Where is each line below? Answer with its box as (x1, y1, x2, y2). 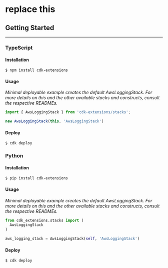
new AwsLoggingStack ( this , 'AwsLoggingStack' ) (5, 119, 104, 124)
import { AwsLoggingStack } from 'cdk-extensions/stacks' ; (5, 110, 131, 115)
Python (5, 152, 23, 159)
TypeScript (5, 44, 33, 51)
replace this (5, 4, 55, 15)
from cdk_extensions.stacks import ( (5, 218, 84, 223)
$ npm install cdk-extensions (5, 68, 68, 73)
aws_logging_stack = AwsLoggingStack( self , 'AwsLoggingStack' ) (5, 236, 140, 241)
